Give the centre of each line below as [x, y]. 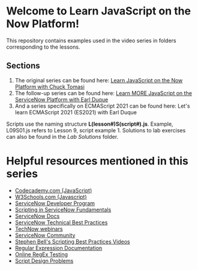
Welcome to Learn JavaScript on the [98, 11]
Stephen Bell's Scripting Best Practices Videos [72, 241]
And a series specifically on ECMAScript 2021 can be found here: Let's [102, 106]
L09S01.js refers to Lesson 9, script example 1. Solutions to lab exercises [96, 130]
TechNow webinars [39, 229]
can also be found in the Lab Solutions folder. [62, 137]
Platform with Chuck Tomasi [50, 87]
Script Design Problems [44, 260]
